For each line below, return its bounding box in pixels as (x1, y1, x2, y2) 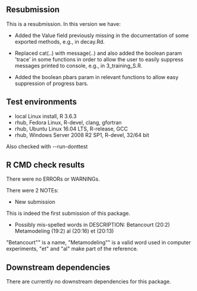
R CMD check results (6, 160, 85, 170)
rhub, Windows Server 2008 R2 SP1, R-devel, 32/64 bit (14, 131, 150, 138)
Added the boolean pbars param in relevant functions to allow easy (14, 73, 179, 80)
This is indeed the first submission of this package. (6, 210, 131, 217)
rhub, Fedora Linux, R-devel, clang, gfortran (14, 119, 122, 126)
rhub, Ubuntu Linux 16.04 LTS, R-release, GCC (14, 125, 128, 132)
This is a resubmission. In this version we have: (6, 20, 121, 27)
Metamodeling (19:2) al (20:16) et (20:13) (14, 227, 114, 235)
